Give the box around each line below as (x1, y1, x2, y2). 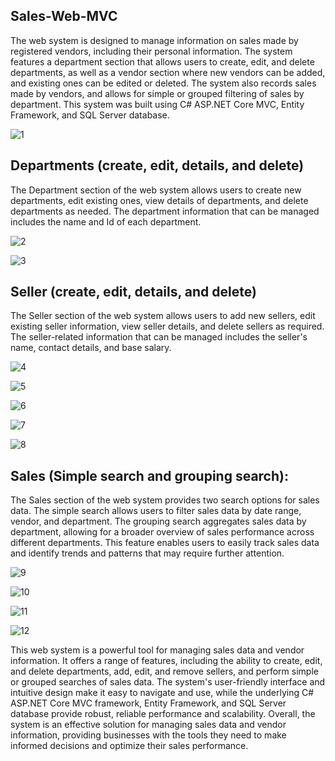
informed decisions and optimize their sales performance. (10, 740, 249, 752)
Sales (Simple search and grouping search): (10, 467, 289, 484)
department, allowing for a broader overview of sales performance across (10, 526, 315, 538)
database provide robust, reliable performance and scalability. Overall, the (10, 708, 316, 720)
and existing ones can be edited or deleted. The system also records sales (10, 77, 317, 89)
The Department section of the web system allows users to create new (10, 184, 302, 196)
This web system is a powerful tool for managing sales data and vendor (10, 644, 305, 656)
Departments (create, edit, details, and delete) (10, 157, 305, 174)
